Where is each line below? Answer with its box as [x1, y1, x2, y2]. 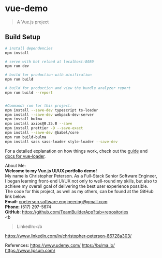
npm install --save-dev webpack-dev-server [5, 112, 94, 117]
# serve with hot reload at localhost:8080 [5, 59, 94, 64]
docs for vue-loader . [5, 153, 46, 159]
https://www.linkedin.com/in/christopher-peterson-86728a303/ [5, 233, 132, 239]
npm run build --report [5, 90, 53, 95]
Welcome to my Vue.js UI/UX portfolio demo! [5, 168, 97, 174]
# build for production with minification [5, 72, 92, 78]
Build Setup [5, 33, 41, 41]
